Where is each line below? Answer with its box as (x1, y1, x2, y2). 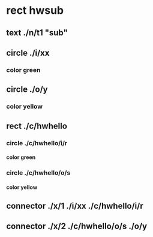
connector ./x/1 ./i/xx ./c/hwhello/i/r (6, 201, 143, 211)
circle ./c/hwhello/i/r (6, 139, 68, 147)
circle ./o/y (6, 85, 48, 95)
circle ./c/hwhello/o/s (6, 169, 71, 177)
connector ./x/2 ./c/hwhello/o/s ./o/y (6, 221, 148, 232)
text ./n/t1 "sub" (6, 28, 68, 38)
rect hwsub (6, 4, 64, 17)
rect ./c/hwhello (6, 121, 68, 131)
